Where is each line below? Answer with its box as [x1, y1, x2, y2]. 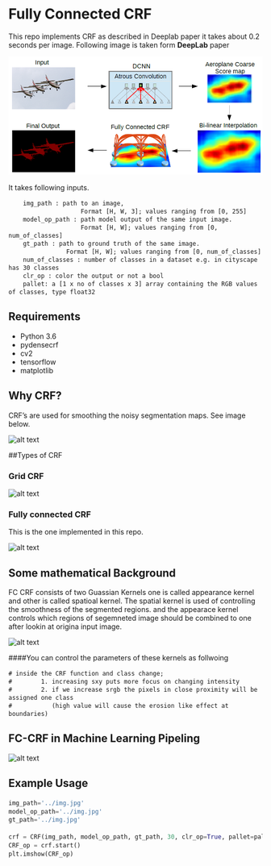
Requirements [8, 310, 81, 323]
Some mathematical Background [8, 566, 176, 580]
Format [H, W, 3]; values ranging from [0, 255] [80, 207, 248, 215]
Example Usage [8, 776, 89, 790]
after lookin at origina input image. [8, 622, 123, 631]
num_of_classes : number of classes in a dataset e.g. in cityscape [23, 256, 258, 264]
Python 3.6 [19, 331, 56, 341]
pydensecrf [19, 339, 59, 349]
